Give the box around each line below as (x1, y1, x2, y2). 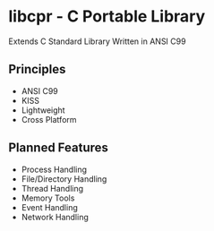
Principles (8, 62, 66, 77)
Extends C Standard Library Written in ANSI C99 (8, 36, 186, 47)
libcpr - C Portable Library (8, 6, 206, 27)
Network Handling (21, 211, 89, 222)
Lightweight (21, 105, 65, 115)
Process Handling (21, 164, 87, 175)
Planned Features (8, 141, 109, 156)
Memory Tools (21, 192, 75, 203)
